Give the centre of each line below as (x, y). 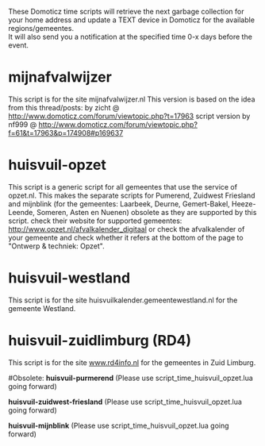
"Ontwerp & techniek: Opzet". (56, 246)
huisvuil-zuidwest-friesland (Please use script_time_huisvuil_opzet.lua (125, 402)
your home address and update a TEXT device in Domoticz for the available (132, 20)
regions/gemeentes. (41, 28)
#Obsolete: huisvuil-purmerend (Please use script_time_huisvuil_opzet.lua (131, 378)
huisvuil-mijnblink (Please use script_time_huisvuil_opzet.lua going (119, 425)
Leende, (22, 212)
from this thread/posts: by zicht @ (64, 107)
